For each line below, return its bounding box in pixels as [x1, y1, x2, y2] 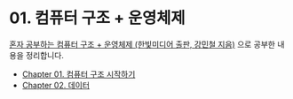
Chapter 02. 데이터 [21, 80, 91, 90]
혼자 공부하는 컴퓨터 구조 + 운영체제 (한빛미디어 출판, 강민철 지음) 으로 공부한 [9, 39, 275, 49]
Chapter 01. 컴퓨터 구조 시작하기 [21, 68, 136, 80]
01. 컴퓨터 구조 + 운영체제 [9, 8, 186, 28]
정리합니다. [25, 49, 65, 60]
